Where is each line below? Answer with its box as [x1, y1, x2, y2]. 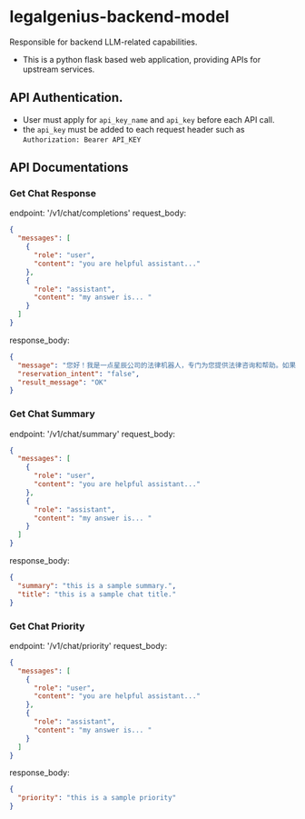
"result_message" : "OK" [17, 377, 107, 387]
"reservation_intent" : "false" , [17, 369, 141, 378]
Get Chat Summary [9, 407, 95, 420]
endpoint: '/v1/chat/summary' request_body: [9, 428, 175, 439]
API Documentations [9, 160, 129, 175]
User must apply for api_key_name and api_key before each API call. [22, 114, 275, 125]
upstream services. [22, 64, 95, 75]
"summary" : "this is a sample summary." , [17, 581, 177, 590]
